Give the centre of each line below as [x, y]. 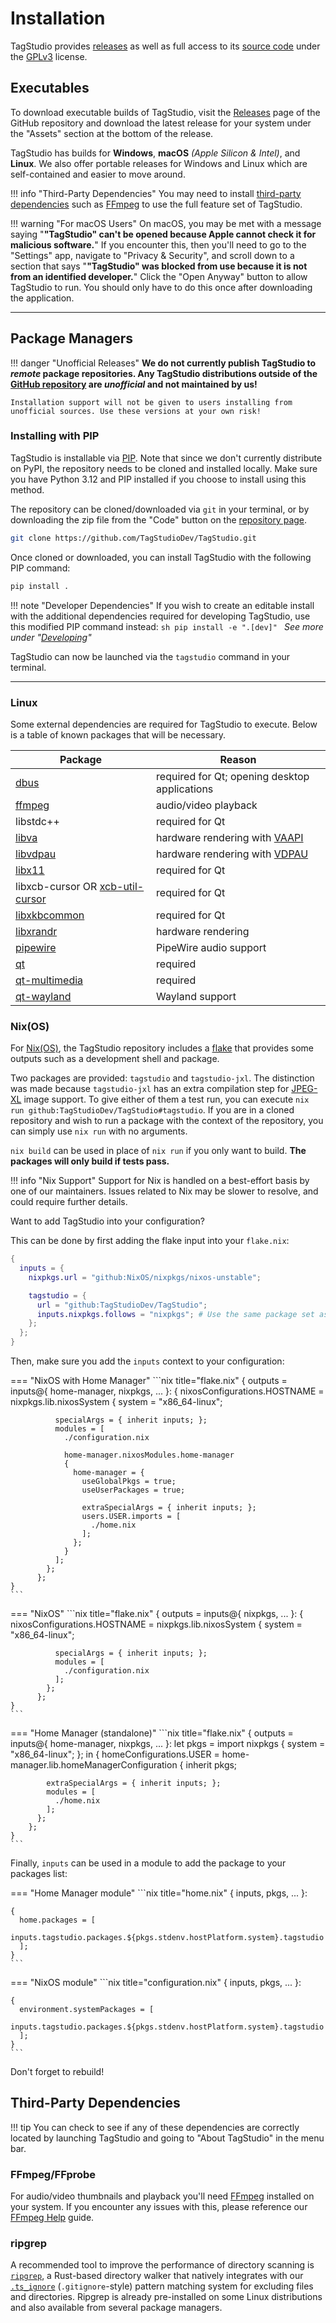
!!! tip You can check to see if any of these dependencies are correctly [155, 2127]
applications [185, 789]
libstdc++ [37, 821]
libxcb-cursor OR [56, 886]
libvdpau [36, 854]
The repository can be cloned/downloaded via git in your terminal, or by [160, 509]
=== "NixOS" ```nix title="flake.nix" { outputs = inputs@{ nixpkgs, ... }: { [157, 1614]
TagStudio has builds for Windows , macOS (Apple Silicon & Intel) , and [155, 153]
